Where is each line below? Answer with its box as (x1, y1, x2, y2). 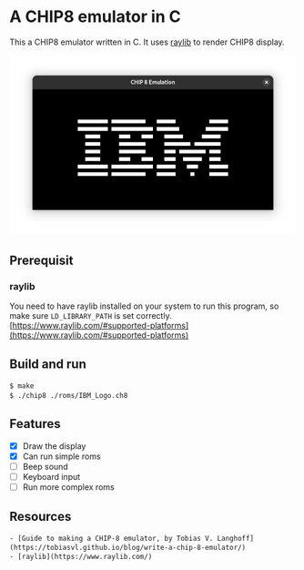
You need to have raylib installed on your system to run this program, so (9, 300, 279, 311)
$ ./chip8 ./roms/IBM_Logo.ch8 (9, 392, 128, 401)
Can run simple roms (22, 451, 102, 462)
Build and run (9, 356, 86, 372)
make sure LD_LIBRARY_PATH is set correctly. (9, 310, 172, 321)
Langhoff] (217, 534, 255, 543)
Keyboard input (22, 472, 81, 482)
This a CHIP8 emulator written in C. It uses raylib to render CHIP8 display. (9, 36, 285, 47)
